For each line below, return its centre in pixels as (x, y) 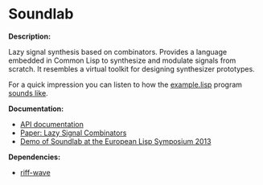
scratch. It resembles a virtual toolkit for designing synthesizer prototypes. (131, 68)
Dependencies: (35, 157)
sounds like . (28, 92)
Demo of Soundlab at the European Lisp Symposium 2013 (115, 141)
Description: (29, 36)
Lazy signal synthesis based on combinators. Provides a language (118, 51)
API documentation (52, 124)
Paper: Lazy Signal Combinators (73, 133)
